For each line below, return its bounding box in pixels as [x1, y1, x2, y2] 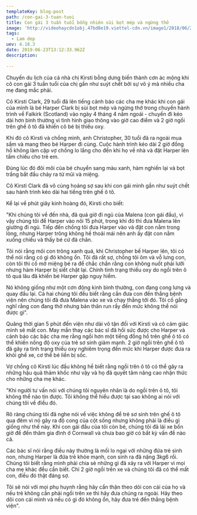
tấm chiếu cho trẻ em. [6, 153, 59, 160]
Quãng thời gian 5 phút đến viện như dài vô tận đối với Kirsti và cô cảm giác [6, 320, 189, 327]
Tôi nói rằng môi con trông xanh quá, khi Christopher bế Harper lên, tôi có [6, 248, 185, 255]
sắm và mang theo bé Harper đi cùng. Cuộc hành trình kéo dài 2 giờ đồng [6, 141, 184, 148]
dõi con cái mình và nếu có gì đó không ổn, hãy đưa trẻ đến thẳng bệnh [6, 496, 179, 503]
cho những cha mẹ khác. [6, 375, 66, 382]
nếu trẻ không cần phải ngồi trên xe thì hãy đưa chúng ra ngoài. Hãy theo [6, 489, 183, 497]
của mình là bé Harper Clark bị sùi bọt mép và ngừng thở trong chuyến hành [6, 104, 190, 111]
